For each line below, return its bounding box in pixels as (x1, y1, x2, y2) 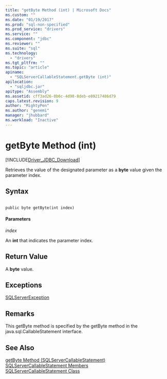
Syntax (5, 187, 29, 196)
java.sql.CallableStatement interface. (5, 329, 83, 335)
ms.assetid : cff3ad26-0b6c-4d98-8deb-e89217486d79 (5, 94, 116, 99)
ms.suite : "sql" (5, 46, 40, 51)
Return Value (5, 252, 48, 261)
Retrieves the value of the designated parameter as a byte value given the (5, 167, 162, 173)
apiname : (5, 70, 24, 75)
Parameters (5, 216, 31, 222)
